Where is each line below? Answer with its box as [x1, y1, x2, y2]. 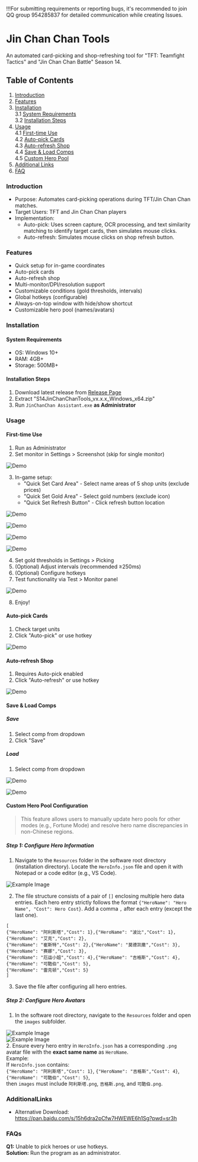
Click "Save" [14, 737, 46, 744]
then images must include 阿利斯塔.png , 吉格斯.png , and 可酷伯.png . [6, 1080, 163, 1087]
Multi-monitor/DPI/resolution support [14, 281, 106, 288]
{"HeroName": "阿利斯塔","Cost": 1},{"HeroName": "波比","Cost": [6, 929, 166, 935]
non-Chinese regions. [20, 828, 74, 835]
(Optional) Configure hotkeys [14, 569, 86, 577]
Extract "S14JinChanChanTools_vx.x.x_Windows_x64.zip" [14, 395, 155, 402]
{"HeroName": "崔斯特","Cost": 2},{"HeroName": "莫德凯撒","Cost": [6, 942, 170, 948]
